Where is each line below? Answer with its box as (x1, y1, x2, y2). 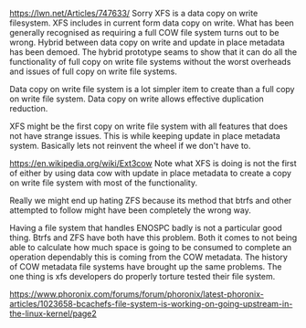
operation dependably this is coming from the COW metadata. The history (9, 251, 288, 262)
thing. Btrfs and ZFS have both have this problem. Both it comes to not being (9, 232, 298, 243)
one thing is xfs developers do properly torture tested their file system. (9, 271, 276, 281)
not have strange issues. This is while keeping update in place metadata (9, 131, 280, 141)
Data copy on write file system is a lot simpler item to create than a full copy (9, 84, 295, 94)
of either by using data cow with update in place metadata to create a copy (9, 168, 292, 178)
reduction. (9, 103, 48, 113)
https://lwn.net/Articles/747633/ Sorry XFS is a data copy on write (9, 8, 259, 18)
